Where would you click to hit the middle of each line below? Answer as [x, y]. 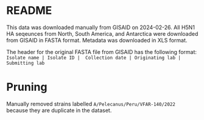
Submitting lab [26, 63]
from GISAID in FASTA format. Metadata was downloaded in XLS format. [97, 40]
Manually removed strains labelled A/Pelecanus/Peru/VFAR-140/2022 [91, 104]
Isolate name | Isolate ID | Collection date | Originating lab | [94, 58]
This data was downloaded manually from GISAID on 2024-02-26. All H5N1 [100, 27]
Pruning [27, 87]
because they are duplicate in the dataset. [59, 110]
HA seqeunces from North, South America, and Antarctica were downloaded [102, 33]
